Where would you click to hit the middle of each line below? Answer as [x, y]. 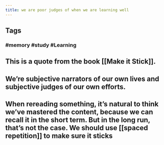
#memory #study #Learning [41, 45]
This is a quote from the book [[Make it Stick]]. [80, 62]
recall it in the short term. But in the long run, [78, 120]
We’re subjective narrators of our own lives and [82, 79]
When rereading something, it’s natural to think [82, 104]
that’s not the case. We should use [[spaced [77, 128]
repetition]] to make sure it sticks [59, 136]
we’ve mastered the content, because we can [79, 112]
